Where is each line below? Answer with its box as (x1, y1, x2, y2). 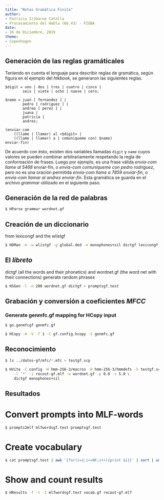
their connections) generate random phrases (5, 274, 95, 280)
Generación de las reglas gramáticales (5, 57, 124, 65)
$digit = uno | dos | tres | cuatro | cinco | (5, 84, 102, 89)
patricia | (22, 114, 45, 120)
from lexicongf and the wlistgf (5, 233, 65, 239)
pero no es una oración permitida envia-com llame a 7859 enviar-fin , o (5, 169, 148, 175)
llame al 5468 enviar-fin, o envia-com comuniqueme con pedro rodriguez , (5, 164, 155, 170)
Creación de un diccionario (5, 220, 89, 228)
